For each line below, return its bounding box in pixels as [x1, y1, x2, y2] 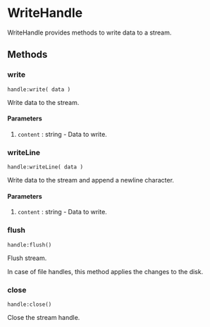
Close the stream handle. [7, 313, 80, 321]
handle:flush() [7, 241, 52, 248]
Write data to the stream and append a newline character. [7, 176, 175, 185]
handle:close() [7, 301, 52, 308]
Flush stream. [7, 254, 47, 262]
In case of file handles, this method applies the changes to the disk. [7, 267, 204, 276]
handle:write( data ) [7, 86, 71, 93]
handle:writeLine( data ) [7, 163, 83, 171]
